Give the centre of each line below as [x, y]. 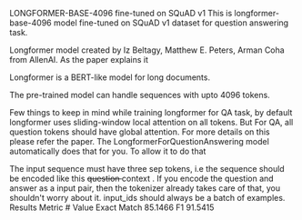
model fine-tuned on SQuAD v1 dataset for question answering [171, 23]
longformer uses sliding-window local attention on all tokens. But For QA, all [151, 122]
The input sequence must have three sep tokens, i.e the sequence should [147, 169]
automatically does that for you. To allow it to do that [108, 151]
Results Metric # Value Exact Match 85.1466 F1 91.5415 [112, 207]
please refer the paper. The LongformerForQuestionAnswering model [140, 141]
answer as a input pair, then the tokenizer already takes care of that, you [145, 188]
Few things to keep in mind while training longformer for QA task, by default [151, 112]
